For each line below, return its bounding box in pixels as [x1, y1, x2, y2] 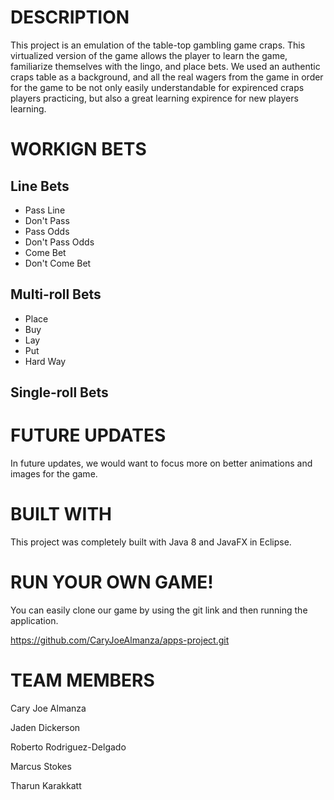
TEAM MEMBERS [10, 669, 155, 692]
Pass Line [24, 204, 66, 216]
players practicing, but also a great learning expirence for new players [10, 92, 299, 104]
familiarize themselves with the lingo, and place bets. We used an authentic [10, 60, 321, 72]
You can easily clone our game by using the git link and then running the [10, 604, 308, 616]
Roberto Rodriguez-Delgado [10, 741, 127, 753]
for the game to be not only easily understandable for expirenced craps [10, 81, 305, 93]
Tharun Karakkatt [10, 779, 82, 791]
